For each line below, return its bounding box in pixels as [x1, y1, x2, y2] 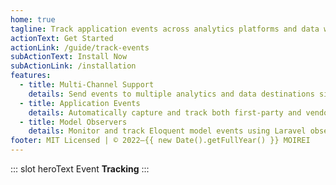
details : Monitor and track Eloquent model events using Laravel [28, 126, 307, 136]
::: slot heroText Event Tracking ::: [10, 163, 150, 175]
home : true [10, 14, 56, 25]
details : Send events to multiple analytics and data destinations [28, 89, 315, 99]
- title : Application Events [19, 98, 141, 108]
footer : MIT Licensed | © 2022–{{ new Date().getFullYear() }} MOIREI [10, 136, 311, 146]
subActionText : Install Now [10, 52, 128, 62]
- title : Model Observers [19, 117, 128, 127]
